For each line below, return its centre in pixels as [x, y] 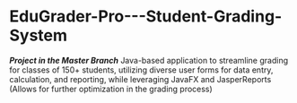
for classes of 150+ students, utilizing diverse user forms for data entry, [141, 70]
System [39, 35]
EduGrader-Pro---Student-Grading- [146, 17]
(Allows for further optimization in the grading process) [111, 89]
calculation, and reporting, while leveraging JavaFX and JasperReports [140, 79]
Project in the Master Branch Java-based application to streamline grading [149, 60]
